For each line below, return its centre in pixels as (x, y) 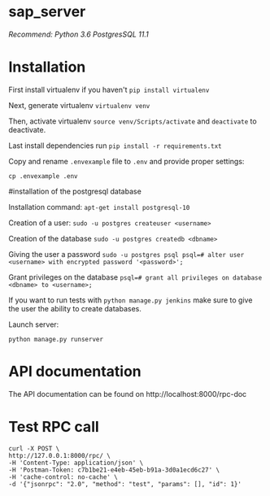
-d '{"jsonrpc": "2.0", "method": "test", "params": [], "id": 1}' (125, 484)
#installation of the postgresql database (75, 191)
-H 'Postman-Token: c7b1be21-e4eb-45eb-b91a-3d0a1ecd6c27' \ (114, 470)
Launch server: (34, 324)
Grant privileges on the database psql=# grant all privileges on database (135, 277)
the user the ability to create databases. (75, 308)
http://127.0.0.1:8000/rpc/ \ (60, 455)
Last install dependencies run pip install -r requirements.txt (115, 146)
